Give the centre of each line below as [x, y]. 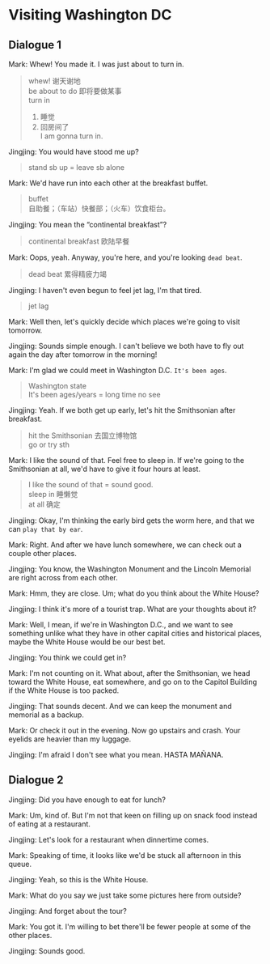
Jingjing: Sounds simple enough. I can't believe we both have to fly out [126, 346]
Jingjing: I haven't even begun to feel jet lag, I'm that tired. [105, 290]
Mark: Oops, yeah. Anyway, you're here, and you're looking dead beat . [125, 257]
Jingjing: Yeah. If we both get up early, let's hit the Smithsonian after [122, 410]
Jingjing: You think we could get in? [67, 658]
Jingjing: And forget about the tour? [67, 911]
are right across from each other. [63, 578]
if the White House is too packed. [64, 690]
